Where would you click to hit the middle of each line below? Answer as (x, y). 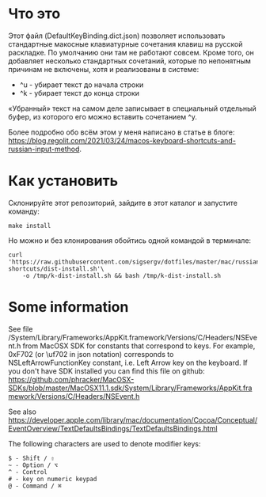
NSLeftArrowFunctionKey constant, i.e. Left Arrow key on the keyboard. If (128, 362)
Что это (34, 14)
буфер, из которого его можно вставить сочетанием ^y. (103, 116)
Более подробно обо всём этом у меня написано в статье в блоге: (122, 132)
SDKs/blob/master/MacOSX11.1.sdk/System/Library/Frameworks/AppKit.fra (130, 388)
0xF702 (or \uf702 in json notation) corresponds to (91, 354)
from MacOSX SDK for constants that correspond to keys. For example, (139, 346)
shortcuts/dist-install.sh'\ (56, 269)
